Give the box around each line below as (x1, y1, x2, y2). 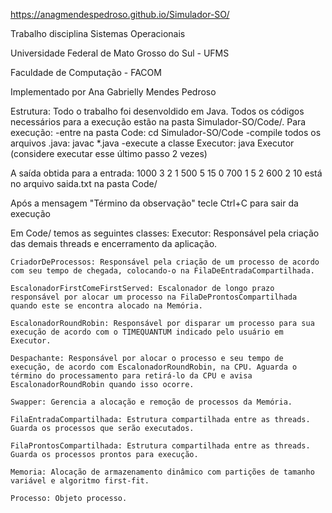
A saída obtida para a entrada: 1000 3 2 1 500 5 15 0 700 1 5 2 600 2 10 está (10, 167, 323, 179)
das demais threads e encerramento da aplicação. (10, 238, 218, 249)
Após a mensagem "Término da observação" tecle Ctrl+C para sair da (10, 197, 299, 209)
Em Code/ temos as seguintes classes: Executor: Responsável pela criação (10, 227, 320, 239)
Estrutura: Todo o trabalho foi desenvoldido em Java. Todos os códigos (10, 105, 305, 117)
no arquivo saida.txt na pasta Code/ (10, 178, 158, 189)
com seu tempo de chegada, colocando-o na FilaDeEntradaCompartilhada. (10, 266, 315, 276)
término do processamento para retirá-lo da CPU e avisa (10, 371, 253, 381)
